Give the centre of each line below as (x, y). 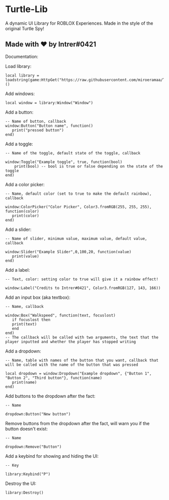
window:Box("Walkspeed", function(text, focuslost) (60, 315)
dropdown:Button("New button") (38, 414)
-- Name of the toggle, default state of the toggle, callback (73, 153)
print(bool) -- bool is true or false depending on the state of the (89, 166)
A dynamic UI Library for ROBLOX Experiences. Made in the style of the (79, 23)
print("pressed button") (38, 130)
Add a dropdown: (23, 351)
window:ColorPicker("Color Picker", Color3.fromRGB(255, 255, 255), (78, 207)
